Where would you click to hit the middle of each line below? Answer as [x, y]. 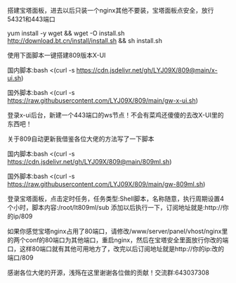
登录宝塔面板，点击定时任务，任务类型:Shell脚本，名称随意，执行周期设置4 [116, 199]
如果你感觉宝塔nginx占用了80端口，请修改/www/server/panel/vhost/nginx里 [118, 231]
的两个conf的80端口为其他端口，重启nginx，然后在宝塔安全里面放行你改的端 [118, 240]
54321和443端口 [31, 19]
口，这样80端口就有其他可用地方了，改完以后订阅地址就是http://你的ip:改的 [116, 249]
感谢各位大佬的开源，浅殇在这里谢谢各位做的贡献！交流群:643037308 [108, 272]
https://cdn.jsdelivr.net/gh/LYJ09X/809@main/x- [147, 70]
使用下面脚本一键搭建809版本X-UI [57, 55]
